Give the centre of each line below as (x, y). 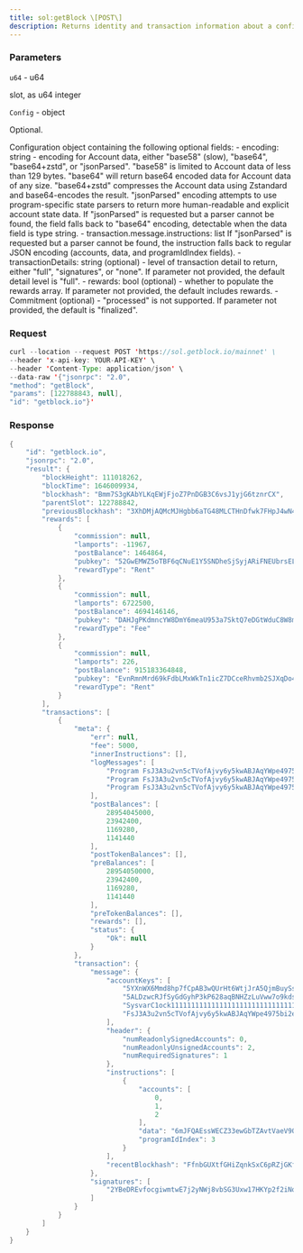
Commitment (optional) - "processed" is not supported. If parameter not (143, 300)
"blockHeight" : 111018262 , (92, 478)
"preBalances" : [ (122, 863)
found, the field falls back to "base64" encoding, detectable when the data (148, 224)
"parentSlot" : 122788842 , (91, 503)
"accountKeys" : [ (138, 980)
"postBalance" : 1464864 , (120, 553)
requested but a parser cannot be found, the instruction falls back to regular (151, 242)
